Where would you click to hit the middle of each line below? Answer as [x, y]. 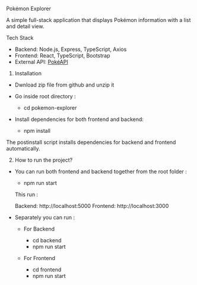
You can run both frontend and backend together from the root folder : [101, 172]
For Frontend [39, 258]
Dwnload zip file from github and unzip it [64, 85]
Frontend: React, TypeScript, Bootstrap [63, 55]
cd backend [47, 240]
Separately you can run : [45, 217]
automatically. [23, 148]
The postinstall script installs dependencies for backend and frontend [91, 142]
